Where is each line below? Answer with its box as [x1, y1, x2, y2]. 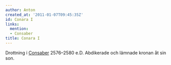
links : [5, 21, 19, 27]
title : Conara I [5, 36, 40, 41]
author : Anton [5, 7, 36, 13]
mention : [10, 26, 29, 31]
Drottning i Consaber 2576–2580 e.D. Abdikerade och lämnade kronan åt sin [5, 49, 166, 56]
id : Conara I [5, 17, 33, 22]
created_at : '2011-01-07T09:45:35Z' [5, 12, 83, 17]
